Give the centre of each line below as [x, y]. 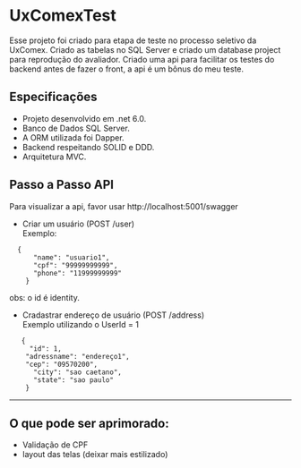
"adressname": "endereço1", [77, 356]
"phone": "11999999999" [77, 273]
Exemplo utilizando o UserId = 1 [81, 324]
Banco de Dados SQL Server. [76, 128]
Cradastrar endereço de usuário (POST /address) [113, 315]
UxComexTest [63, 16]
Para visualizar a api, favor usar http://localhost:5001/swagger [124, 206]
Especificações [53, 97]
